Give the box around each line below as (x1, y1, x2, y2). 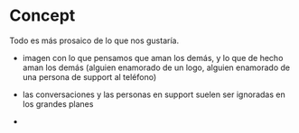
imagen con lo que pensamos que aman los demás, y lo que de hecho (22, 52, 284, 63)
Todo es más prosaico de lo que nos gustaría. (9, 35, 179, 46)
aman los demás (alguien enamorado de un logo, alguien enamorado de (22, 62, 291, 73)
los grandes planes (22, 98, 94, 109)
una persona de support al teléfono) (22, 71, 157, 82)
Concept (9, 5, 76, 26)
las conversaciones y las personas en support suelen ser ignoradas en (22, 89, 286, 100)
